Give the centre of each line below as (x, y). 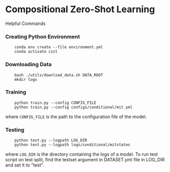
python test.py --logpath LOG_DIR (51, 140)
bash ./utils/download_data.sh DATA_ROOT (59, 75)
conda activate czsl (36, 52)
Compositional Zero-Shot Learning (80, 9)
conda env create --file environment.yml (59, 47)
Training (16, 92)
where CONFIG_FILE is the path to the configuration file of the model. (76, 117)
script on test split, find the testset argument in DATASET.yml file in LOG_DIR (85, 160)
